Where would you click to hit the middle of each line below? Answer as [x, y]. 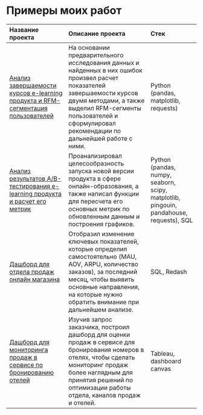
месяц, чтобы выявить [101, 279]
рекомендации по [95, 131]
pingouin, [164, 205]
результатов [27, 178]
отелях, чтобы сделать [102, 357]
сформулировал [92, 123]
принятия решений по [101, 380]
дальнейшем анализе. [101, 310]
